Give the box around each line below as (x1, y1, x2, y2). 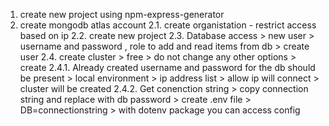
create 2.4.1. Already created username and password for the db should (19, 62, 316, 73)
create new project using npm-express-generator (19, 9, 225, 20)
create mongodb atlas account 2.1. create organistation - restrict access (19, 19, 317, 31)
